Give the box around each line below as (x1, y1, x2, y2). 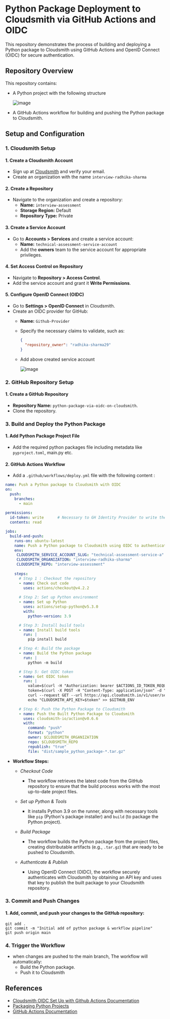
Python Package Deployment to (5, 3, 141, 15)
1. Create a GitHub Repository (5, 391, 69, 397)
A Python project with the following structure (12, 90, 106, 96)
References (5, 984, 42, 993)
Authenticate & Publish (20, 859, 68, 865)
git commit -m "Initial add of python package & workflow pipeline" (5, 925, 153, 931)
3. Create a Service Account (5, 225, 66, 231)
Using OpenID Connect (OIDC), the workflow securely (27, 869, 140, 875)
